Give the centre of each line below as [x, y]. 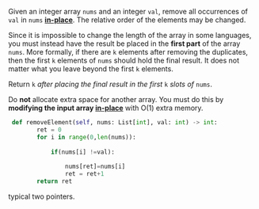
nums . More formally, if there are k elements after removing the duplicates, [128, 52]
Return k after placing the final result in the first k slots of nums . [110, 84]
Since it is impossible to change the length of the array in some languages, [130, 35]
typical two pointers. [42, 196]
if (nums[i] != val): [82, 152]
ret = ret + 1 [84, 174]
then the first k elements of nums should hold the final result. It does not [124, 60]
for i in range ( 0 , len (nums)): [86, 137]
